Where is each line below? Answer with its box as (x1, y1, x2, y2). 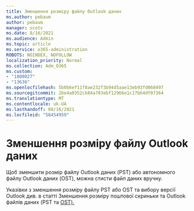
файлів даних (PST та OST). (6, 199, 74, 206)
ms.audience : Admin (6, 36, 54, 41)
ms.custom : (6, 68, 33, 74)
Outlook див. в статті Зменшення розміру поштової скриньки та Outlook (6, 192, 186, 199)
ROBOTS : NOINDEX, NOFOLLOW (6, 52, 72, 58)
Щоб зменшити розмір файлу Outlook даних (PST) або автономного (6, 169, 176, 176)
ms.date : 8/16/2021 (6, 30, 54, 36)
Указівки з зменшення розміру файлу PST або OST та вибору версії (6, 186, 176, 193)
